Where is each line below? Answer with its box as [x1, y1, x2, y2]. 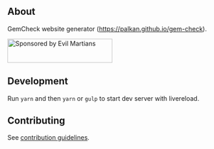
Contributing [7, 115, 65, 127]
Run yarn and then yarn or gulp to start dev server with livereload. [7, 94, 200, 102]
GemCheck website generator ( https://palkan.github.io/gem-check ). [7, 24, 208, 33]
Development [7, 75, 69, 87]
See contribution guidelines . [7, 133, 90, 142]
